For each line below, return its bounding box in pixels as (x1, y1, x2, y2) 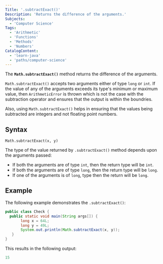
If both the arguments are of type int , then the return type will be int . (12, 162, 154, 168)
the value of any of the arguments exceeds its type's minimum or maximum (5, 86, 158, 92)
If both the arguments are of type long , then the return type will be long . (12, 167, 159, 173)
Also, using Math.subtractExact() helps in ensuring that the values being (5, 106, 153, 112)
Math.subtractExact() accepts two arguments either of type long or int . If (5, 81, 156, 87)
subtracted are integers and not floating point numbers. (5, 111, 118, 117)
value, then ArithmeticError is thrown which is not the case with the (5, 91, 144, 97)
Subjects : (5, 16, 26, 21)
